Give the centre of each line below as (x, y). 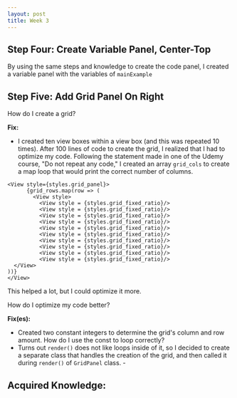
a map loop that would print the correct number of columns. (105, 172)
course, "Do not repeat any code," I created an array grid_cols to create (123, 164)
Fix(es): (19, 319)
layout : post (27, 14)
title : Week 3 (28, 21)
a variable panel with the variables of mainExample (80, 74)
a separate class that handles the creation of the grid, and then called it (122, 355)
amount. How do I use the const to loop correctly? (91, 340)
